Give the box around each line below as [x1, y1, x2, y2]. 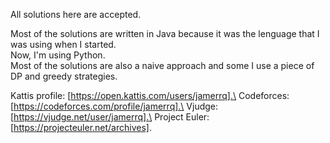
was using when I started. [10, 39, 117, 50]
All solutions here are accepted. [10, 9, 142, 20]
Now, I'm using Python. [10, 49, 106, 61]
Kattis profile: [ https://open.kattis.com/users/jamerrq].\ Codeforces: [10, 90, 290, 101]
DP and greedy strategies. [10, 70, 118, 82]
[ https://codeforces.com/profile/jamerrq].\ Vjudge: [10, 100, 219, 112]
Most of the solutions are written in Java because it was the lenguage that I [10, 28, 320, 39]
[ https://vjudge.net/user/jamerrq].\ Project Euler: [10, 111, 210, 123]
